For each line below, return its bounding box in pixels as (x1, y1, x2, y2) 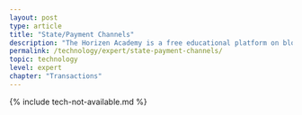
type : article (9, 22, 63, 31)
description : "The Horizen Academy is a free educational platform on (9, 38, 280, 48)
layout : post (9, 13, 58, 22)
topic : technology (9, 55, 78, 64)
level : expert (9, 64, 63, 73)
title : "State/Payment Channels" (9, 30, 135, 39)
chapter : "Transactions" (9, 72, 102, 81)
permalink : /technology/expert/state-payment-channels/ (9, 47, 223, 56)
